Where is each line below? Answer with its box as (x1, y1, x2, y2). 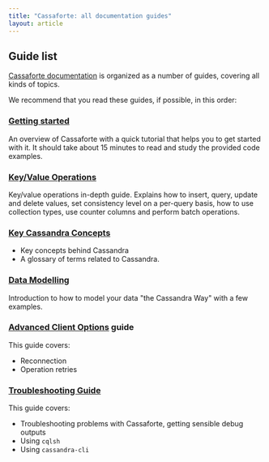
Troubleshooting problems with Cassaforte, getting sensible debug (19, 419, 244, 429)
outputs (19, 427, 46, 438)
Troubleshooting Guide (8, 384, 101, 396)
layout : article (8, 19, 63, 28)
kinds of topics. (8, 79, 60, 89)
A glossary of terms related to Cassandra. (19, 255, 160, 264)
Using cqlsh (19, 436, 61, 446)
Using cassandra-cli (19, 445, 89, 455)
